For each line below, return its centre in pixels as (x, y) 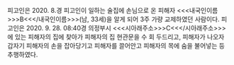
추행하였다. (23, 54)
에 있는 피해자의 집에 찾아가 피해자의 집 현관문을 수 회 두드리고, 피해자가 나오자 (116, 37)
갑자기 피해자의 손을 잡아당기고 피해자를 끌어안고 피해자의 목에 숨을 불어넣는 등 (116, 46)
